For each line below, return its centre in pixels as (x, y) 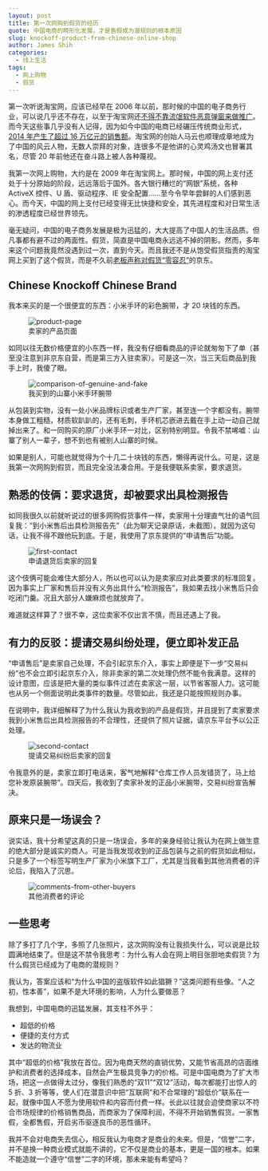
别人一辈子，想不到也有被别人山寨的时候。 (92, 441)
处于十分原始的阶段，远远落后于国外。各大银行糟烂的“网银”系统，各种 (123, 183)
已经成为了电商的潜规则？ (78, 964)
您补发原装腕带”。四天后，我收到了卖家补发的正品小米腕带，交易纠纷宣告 (129, 782)
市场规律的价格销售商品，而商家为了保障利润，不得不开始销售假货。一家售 (137, 1112)
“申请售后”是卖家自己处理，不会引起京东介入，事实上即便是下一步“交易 (125, 663)
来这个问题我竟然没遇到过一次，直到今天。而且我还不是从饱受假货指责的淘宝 (134, 250)
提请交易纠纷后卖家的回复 (70, 755)
